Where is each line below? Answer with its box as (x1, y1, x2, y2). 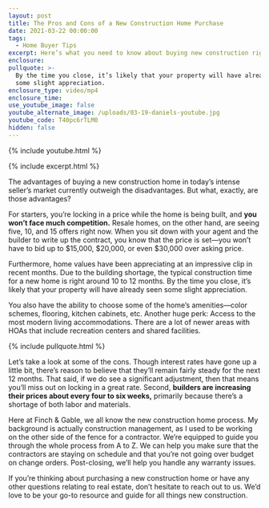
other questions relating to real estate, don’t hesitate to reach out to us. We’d (8, 482, 261, 491)
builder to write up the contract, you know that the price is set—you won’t (8, 234, 251, 245)
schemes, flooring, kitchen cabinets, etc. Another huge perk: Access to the (8, 308, 256, 318)
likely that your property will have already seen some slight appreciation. (8, 284, 248, 294)
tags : (8, 34, 26, 43)
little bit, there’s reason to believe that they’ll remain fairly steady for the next (8, 365, 261, 375)
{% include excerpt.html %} (8, 161, 100, 171)
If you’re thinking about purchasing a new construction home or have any (8, 473, 250, 482)
